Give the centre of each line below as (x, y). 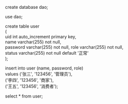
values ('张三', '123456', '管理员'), (39, 74)
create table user (22, 26)
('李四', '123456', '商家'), (29, 80)
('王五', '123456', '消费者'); (32, 86)
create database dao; (26, 7)
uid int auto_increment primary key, (41, 37)
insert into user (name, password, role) (44, 68)
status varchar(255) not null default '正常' (47, 53)
